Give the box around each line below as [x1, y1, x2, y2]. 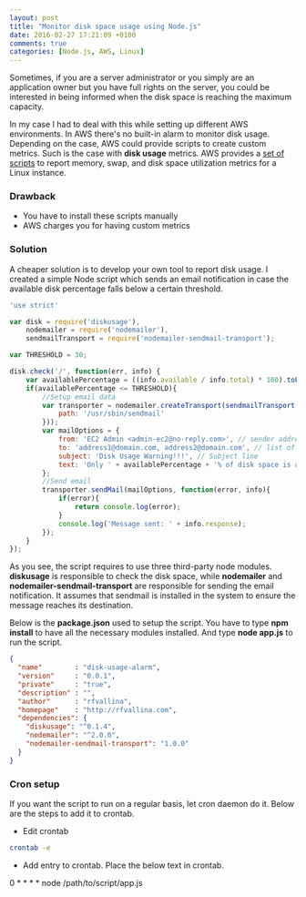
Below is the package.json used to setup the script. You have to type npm [9, 617, 289, 628]
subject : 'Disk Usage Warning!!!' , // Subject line [57, 452, 259, 461]
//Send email [42, 477, 92, 486]
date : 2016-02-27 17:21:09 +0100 [9, 30, 137, 39]
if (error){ [57, 494, 100, 504]
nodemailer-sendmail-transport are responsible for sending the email [9, 580, 275, 592]
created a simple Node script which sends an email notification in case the [9, 273, 290, 284]
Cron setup [9, 778, 60, 790]
